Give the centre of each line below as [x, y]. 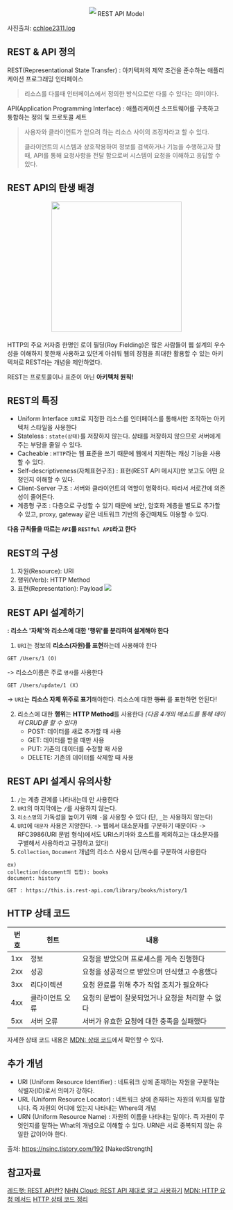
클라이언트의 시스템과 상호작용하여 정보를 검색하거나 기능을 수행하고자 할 [122, 147]
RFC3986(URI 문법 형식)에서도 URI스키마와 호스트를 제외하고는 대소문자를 [118, 834]
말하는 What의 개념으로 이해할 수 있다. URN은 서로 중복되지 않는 [128, 1125]
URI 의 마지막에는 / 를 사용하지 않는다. [67, 808]
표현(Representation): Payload [60, 589]
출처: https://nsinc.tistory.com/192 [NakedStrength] [80, 1148]
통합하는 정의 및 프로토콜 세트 [47, 117]
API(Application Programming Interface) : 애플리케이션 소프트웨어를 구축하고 [113, 108]
